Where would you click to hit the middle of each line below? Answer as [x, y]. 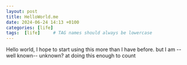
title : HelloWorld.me [32, 17]
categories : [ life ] [30, 28]
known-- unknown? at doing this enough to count [76, 56]
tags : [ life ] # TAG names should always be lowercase [79, 33]
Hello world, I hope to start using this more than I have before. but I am [91, 49]
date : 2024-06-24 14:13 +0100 [43, 22]
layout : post [22, 11]
